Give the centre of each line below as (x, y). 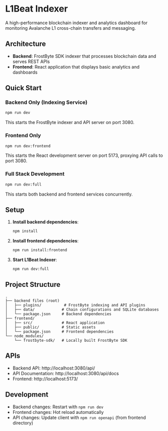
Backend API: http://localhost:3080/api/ (54, 368)
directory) (23, 423)
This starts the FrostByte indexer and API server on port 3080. (70, 122)
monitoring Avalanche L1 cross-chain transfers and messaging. (71, 28)
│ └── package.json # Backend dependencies (59, 314)
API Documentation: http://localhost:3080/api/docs (66, 373)
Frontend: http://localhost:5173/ (45, 379)
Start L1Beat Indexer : (35, 260)
